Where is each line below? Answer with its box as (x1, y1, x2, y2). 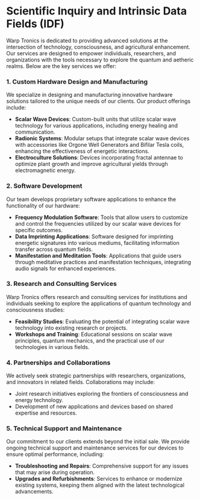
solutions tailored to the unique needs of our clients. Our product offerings (6, 97, 191, 105)
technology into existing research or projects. (14, 324, 128, 332)
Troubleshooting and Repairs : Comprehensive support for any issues (14, 462, 189, 470)
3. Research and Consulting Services (6, 280, 117, 288)
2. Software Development (6, 182, 83, 190)
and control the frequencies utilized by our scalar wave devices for (14, 220, 181, 227)
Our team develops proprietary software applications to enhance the (6, 196, 177, 203)
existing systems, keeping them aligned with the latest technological (14, 481, 185, 489)
